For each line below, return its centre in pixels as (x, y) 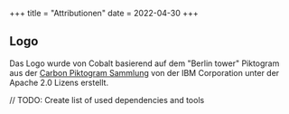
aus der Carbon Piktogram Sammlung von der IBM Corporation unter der (144, 72)
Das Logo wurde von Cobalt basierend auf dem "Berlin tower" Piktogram (144, 63)
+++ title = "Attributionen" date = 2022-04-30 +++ (104, 13)
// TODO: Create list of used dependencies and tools (107, 100)
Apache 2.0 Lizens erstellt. (59, 82)
